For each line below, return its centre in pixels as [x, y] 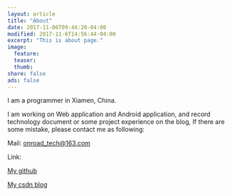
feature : [27, 54]
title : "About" [30, 21]
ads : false [23, 80]
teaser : [25, 61]
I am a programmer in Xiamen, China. [62, 100]
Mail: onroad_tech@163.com [49, 143]
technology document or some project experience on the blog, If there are [116, 122]
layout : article [31, 14]
